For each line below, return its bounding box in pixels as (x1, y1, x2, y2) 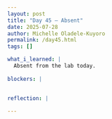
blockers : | (7, 75, 42, 82)
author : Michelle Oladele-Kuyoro (7, 30, 106, 37)
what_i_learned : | (7, 56, 61, 63)
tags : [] (7, 43, 33, 50)
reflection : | (7, 94, 49, 102)
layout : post (7, 10, 46, 18)
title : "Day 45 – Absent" (7, 17, 83, 24)
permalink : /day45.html (7, 37, 77, 44)
